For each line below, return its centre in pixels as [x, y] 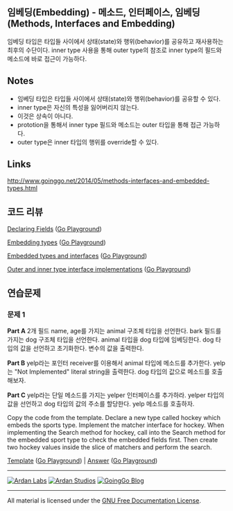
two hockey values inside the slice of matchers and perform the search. [110, 447]
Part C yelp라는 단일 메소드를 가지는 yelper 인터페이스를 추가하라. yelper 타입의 [116, 395]
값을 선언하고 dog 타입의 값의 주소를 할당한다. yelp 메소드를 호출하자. [101, 403]
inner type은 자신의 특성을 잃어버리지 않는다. [78, 107]
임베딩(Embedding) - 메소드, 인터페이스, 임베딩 [104, 12]
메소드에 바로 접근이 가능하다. [47, 58]
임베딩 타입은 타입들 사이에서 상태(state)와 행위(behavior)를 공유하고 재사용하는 [115, 41]
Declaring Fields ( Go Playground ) [54, 229]
